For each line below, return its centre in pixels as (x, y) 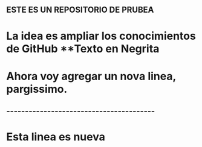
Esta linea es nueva (56, 137)
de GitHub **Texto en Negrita (83, 48)
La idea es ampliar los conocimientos (101, 36)
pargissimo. (37, 89)
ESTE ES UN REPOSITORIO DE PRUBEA (80, 10)
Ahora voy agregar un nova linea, (91, 76)
